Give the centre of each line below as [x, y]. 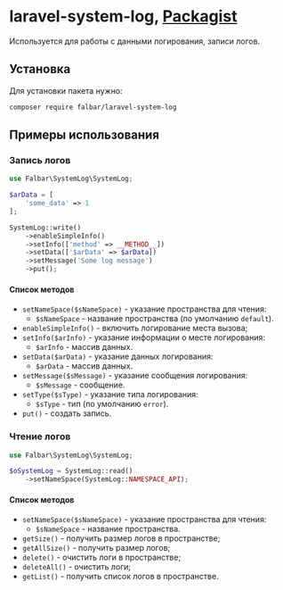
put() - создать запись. [67, 413]
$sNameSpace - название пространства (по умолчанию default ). [154, 319]
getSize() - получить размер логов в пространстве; [121, 538]
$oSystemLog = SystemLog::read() [71, 471]
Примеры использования [85, 135]
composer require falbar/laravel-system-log [93, 107]
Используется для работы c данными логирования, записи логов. [135, 41]
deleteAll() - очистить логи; [77, 567]
